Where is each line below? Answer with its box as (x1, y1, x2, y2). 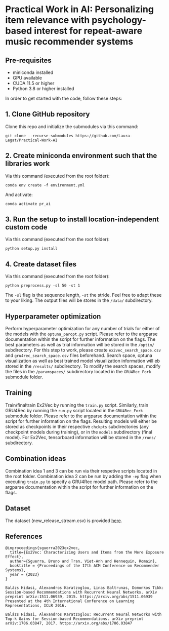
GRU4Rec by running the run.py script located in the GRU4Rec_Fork (5, 407, 143, 413)
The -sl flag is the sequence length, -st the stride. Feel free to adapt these (5, 292, 162, 298)
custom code (5, 223, 48, 231)
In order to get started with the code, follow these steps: (5, 95, 122, 101)
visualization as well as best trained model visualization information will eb (5, 358, 160, 364)
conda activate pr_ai (5, 201, 51, 206)
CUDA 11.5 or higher (12, 80, 55, 86)
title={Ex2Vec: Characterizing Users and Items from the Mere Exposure (10, 550, 164, 555)
